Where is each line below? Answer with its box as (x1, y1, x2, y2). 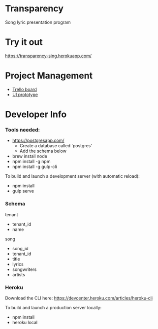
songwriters (12, 266, 37, 272)
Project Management (5, 70, 93, 81)
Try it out (5, 36, 43, 48)
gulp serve (12, 188, 34, 194)
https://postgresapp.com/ (12, 137, 65, 143)
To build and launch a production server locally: (5, 304, 102, 310)
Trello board (12, 86, 37, 92)
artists (12, 271, 26, 277)
